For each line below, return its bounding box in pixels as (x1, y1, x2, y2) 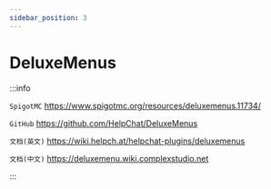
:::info (9, 83, 31, 94)
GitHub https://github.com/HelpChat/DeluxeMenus (9, 117, 198, 128)
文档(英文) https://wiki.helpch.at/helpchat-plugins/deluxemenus (9, 135, 246, 146)
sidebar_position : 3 (9, 13, 88, 23)
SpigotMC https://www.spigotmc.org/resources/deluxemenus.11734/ (9, 100, 262, 111)
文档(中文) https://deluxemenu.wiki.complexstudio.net (9, 153, 209, 164)
